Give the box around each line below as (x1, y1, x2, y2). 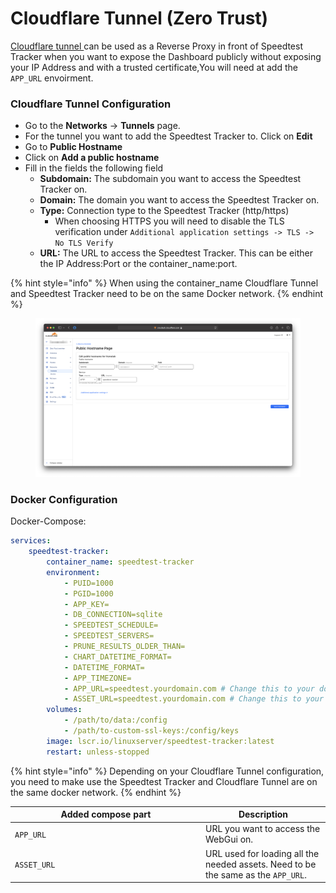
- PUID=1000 (63, 578, 114, 588)
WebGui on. (205, 833, 254, 846)
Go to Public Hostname (24, 141, 123, 153)
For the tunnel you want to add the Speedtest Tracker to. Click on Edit (24, 130, 313, 142)
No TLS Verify (54, 238, 114, 249)
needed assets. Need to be (205, 858, 317, 870)
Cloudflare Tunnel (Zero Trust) (10, 7, 269, 30)
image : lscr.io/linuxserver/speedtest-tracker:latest (46, 736, 275, 746)
